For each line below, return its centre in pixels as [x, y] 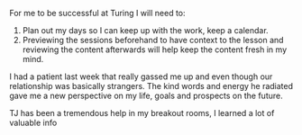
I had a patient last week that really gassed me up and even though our [141, 76]
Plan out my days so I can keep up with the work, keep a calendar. [145, 30]
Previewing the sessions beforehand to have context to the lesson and [153, 40]
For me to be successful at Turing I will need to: [98, 13]
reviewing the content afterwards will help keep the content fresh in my [155, 49]
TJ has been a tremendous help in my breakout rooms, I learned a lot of [142, 113]
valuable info [33, 122]
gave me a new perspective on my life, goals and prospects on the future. [146, 95]
